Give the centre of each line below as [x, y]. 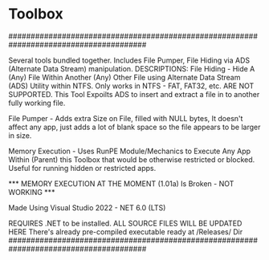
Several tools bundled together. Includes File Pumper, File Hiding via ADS [129, 60]
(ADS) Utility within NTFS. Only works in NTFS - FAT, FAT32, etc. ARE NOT [131, 86]
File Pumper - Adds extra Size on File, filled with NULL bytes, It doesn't [126, 118]
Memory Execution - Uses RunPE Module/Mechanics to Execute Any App [130, 151]
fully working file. [37, 103]
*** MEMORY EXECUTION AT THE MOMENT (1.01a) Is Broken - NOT [121, 183]
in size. [20, 135]
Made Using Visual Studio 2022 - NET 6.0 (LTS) [87, 207]
